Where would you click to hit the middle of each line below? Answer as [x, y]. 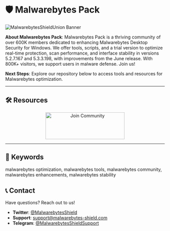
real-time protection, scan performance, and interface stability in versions [82, 53]
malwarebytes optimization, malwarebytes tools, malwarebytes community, [83, 169]
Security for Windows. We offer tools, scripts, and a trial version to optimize [84, 48]
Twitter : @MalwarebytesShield [45, 212]
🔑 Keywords [25, 157]
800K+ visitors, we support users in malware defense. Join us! [70, 64]
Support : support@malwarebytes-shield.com [60, 218]
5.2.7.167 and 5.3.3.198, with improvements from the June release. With [79, 58]
